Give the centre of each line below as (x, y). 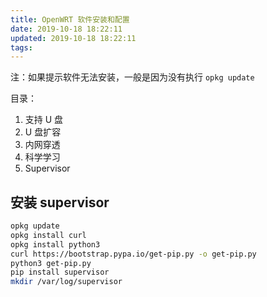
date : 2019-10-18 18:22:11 (66, 29)
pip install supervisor (60, 272)
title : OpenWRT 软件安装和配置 (70, 19)
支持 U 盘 (44, 120)
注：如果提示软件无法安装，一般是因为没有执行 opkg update (132, 77)
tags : (21, 47)
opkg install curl (48, 235)
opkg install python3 (55, 244)
